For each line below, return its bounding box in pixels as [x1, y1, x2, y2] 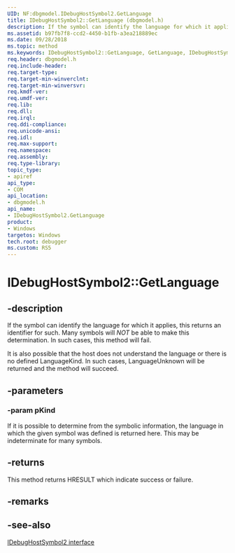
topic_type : [7, 166, 42, 174]
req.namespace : [7, 147, 52, 154]
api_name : [7, 206, 36, 213]
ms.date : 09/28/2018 [7, 36, 68, 43]
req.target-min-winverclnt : [7, 75, 90, 83]
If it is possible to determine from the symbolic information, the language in [7, 421, 224, 430]
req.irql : [7, 114, 36, 121]
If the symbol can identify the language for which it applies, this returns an [7, 321, 222, 330]
